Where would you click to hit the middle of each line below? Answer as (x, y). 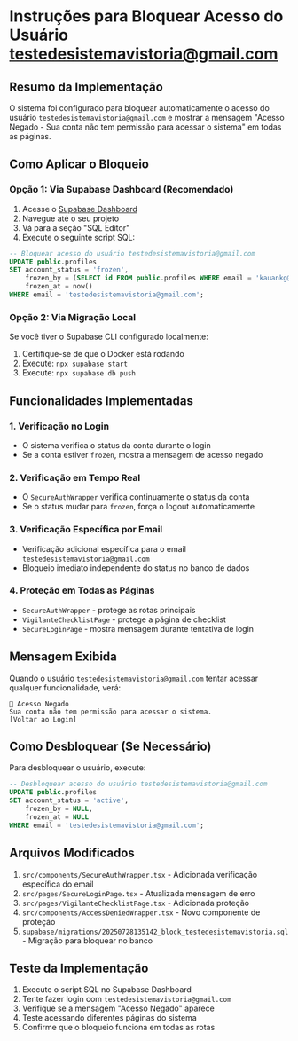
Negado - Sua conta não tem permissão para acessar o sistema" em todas (145, 127)
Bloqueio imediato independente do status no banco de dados (136, 568)
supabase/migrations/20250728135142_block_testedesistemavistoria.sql (155, 932)
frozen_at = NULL (57, 817)
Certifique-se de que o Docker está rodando (103, 354)
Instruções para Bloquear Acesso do (146, 16)
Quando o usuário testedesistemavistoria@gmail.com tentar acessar (134, 678)
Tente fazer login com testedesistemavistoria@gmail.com (127, 999)
